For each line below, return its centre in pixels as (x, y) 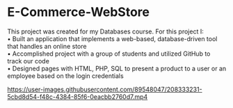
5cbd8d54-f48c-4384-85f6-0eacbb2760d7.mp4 (78, 97)
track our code (29, 61)
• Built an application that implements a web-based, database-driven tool (112, 38)
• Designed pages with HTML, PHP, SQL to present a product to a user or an (117, 68)
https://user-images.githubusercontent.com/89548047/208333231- (105, 89)
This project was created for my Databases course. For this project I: (105, 31)
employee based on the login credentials (65, 76)
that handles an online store (47, 46)
